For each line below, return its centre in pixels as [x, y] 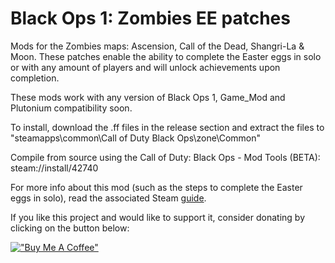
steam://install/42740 [54, 168]
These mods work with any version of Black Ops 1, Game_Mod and [148, 97]
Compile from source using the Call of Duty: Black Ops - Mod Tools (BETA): [165, 157]
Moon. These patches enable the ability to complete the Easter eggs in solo [166, 56]
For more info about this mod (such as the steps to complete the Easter [156, 187]
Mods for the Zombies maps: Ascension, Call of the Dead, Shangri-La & [157, 46]
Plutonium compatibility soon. [71, 108]
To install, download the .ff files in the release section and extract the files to [167, 127]
